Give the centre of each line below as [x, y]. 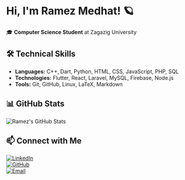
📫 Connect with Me [44, 141]
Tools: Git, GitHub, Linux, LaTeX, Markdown [69, 84]
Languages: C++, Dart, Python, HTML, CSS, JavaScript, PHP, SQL [97, 71]
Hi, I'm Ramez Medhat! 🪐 [70, 11]
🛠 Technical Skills [41, 54]
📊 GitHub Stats [35, 104]
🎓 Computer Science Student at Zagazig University [72, 32]
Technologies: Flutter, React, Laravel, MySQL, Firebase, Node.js [94, 77]
